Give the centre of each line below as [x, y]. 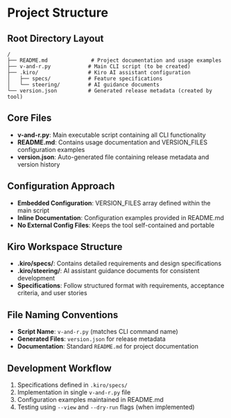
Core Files [29, 118]
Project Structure [58, 13]
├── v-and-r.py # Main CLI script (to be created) [99, 67]
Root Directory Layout [55, 39]
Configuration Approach [61, 186]
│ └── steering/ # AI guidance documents [83, 85]
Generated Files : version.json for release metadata [92, 339]
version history [38, 164]
